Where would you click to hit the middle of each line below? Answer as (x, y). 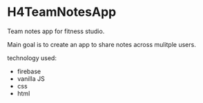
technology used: (32, 58)
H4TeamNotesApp (62, 12)
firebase (29, 71)
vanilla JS (31, 78)
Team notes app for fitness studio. (56, 31)
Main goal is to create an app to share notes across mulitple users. (102, 44)
